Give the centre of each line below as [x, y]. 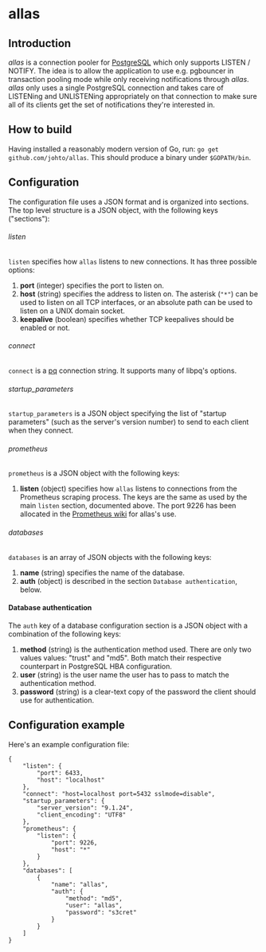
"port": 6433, [60, 773]
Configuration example [66, 725]
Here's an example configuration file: [69, 744]
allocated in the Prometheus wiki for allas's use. [98, 514]
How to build [40, 129]
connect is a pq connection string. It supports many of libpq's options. [123, 370]
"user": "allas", [94, 905]
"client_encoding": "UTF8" [82, 815]
